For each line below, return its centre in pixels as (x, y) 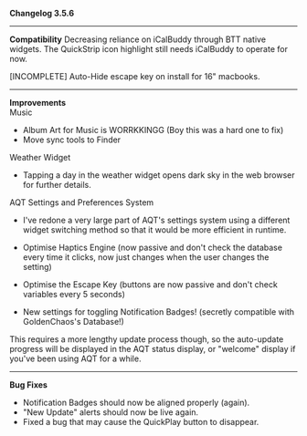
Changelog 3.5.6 (42, 13)
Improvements (38, 103)
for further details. (57, 185)
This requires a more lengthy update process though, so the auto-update (147, 339)
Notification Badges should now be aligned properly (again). (136, 402)
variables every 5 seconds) (74, 294)
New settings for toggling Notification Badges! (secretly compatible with (159, 312)
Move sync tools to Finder (72, 140)
